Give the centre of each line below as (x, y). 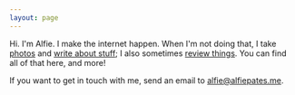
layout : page (34, 18)
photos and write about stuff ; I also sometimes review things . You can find (148, 53)
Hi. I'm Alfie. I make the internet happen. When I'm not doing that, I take (143, 43)
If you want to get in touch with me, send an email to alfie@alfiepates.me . (147, 80)
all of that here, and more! (58, 62)
